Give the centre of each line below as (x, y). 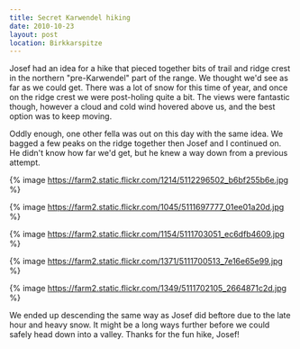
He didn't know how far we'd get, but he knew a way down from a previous (149, 153)
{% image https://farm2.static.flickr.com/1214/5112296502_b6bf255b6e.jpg (149, 180)
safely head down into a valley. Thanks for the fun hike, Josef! (125, 335)
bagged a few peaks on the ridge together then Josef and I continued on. (145, 143)
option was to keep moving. (61, 116)
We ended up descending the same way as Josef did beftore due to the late (150, 316)
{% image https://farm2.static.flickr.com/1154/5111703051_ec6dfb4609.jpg (147, 234)
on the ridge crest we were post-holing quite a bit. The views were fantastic (150, 97)
